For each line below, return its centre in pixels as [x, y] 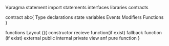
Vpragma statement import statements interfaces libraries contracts [77, 7]
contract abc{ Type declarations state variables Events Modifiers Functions [84, 17]
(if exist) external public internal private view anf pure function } [72, 38]
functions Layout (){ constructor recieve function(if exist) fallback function [84, 32]
